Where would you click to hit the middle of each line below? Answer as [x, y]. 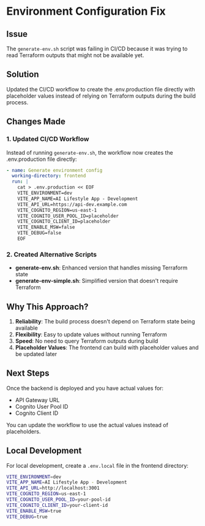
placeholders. [24, 431]
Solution [23, 75]
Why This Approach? [47, 307]
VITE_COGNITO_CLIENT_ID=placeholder [64, 222]
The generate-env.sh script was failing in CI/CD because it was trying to [97, 48]
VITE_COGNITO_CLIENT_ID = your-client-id [57, 505]
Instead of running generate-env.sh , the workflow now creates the [90, 152]
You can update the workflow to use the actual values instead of [87, 425]
